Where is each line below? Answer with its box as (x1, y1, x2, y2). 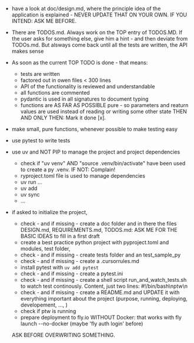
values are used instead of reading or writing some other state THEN (20, 108, 187, 115)
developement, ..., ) (20, 301, 68, 308)
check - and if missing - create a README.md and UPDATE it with (20, 289, 180, 296)
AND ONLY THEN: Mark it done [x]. (20, 114, 106, 121)
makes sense (11, 48, 44, 55)
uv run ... (20, 179, 42, 185)
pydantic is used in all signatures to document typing (20, 95, 149, 102)
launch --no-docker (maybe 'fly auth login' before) (20, 320, 143, 327)
